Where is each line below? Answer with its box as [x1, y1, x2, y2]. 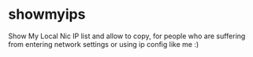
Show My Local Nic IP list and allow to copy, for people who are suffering [8, 31, 246, 41]
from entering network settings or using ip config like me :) [8, 39, 199, 48]
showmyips [8, 5, 86, 23]
